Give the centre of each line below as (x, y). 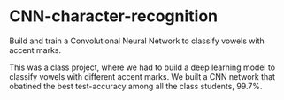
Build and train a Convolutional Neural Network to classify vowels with (137, 41)
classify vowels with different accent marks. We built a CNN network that (142, 76)
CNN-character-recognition (114, 16)
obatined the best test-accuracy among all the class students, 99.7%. (136, 86)
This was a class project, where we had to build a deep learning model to (142, 67)
